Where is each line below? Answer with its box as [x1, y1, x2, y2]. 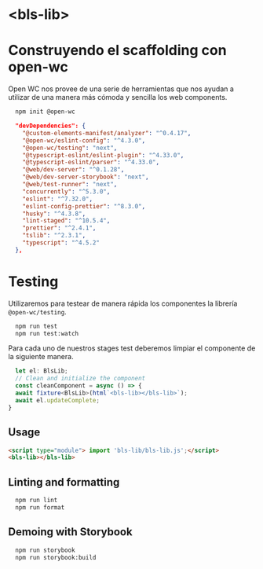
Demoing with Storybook [8, 525, 133, 539]
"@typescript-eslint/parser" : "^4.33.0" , [22, 159, 159, 167]
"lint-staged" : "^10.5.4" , [22, 217, 111, 225]
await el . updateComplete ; [15, 396, 100, 404]
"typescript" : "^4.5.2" [22, 239, 100, 247]
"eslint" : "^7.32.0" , [22, 195, 93, 203]
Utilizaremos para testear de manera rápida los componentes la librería [8, 299, 238, 308]
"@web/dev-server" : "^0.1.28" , [22, 166, 125, 174]
